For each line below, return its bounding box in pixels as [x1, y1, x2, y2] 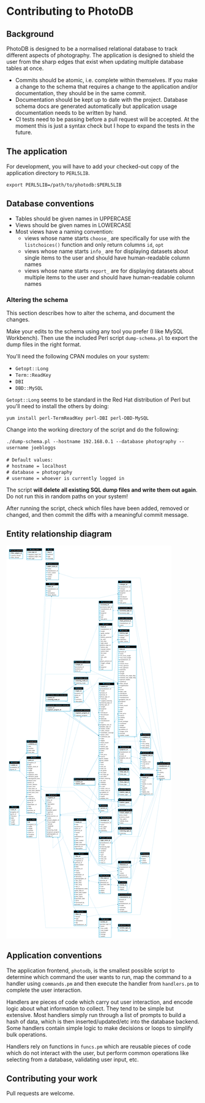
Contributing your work [6, 1073, 98, 1084]
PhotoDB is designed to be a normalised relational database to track [6, 45, 178, 52]
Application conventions [6, 950, 102, 961]
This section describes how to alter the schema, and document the [6, 309, 176, 317]
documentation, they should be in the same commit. [15, 90, 147, 96]
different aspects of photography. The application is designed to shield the [6, 52, 195, 59]
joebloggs [31, 444, 56, 451]
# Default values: [6, 457, 53, 463]
